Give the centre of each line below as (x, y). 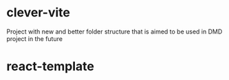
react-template (50, 67)
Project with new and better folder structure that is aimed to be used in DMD (115, 31)
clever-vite (38, 13)
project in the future (35, 38)
